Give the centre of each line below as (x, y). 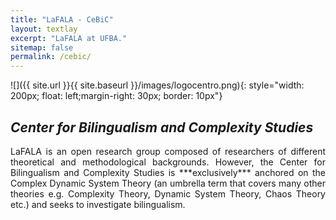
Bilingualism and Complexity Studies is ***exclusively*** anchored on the (168, 172)
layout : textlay (44, 29)
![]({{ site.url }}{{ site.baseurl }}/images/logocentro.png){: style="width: (157, 85)
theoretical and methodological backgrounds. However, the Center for (168, 162)
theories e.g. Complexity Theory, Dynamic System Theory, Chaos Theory (168, 193)
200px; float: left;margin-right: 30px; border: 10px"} (116, 96)
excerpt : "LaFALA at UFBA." (69, 38)
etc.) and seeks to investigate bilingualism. (98, 204)
